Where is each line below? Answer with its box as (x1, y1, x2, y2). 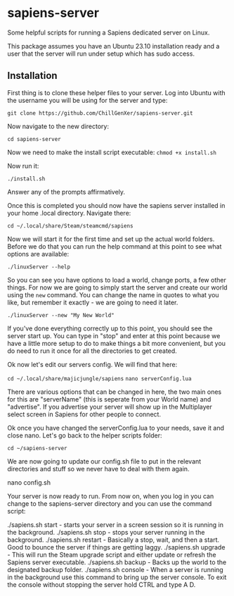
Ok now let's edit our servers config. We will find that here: (7, 360, 178, 368)
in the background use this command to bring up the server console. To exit (7, 573, 227, 581)
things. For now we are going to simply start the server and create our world (7, 283, 228, 292)
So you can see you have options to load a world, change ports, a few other (7, 275, 226, 284)
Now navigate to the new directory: (7, 122, 109, 130)
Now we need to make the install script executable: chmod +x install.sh (7, 148, 216, 156)
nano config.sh (7, 478, 51, 487)
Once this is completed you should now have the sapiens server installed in (7, 201, 226, 209)
